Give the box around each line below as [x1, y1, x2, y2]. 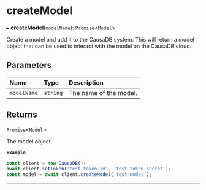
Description [68, 78, 104, 86]
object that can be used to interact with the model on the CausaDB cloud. [6, 42, 192, 50]
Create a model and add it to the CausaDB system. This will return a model [6, 36, 194, 43]
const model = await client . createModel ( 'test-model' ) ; [6, 172, 152, 178]
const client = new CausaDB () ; [6, 160, 86, 166]
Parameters [6, 60, 52, 70]
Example [6, 150, 26, 156]
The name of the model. [68, 88, 138, 97]
